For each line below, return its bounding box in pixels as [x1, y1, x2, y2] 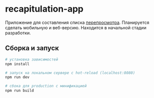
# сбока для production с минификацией [5, 84, 87, 89]
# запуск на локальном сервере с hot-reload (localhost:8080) [5, 70, 135, 75]
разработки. [5, 30, 31, 36]
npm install [5, 61, 30, 66]
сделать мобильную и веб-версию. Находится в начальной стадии [5, 24, 147, 30]
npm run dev [5, 75, 30, 80]
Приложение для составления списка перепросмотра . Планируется [5, 20, 150, 25]
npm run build [5, 88, 34, 93]
